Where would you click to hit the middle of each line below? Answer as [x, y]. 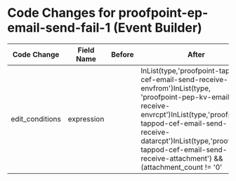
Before [123, 54]
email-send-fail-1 [59, 28]
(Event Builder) [158, 28]
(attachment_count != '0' [182, 167]
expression [86, 119]
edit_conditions [36, 119]
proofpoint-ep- [163, 13]
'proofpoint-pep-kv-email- [187, 97]
